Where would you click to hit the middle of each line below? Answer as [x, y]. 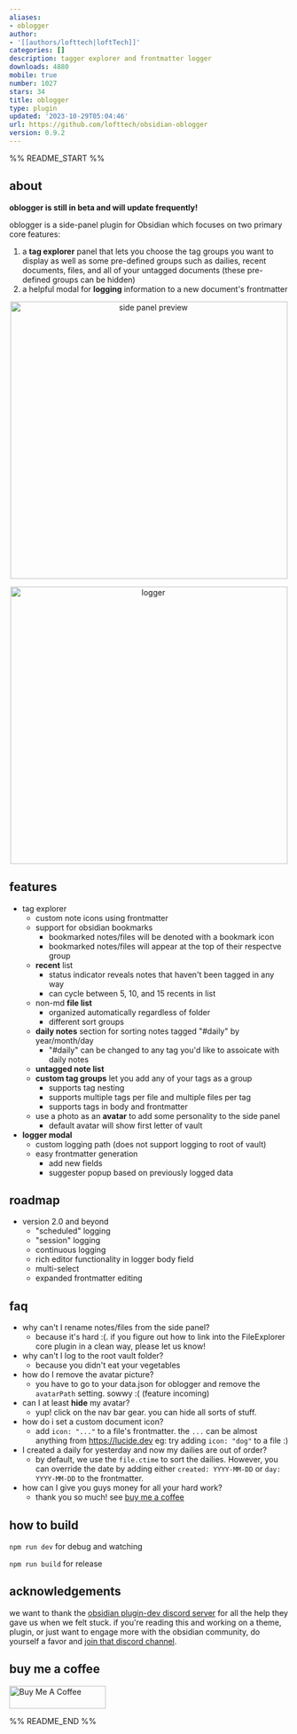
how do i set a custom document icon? [93, 1422]
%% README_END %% [53, 1721]
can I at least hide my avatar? [76, 1403]
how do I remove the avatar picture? [88, 1375]
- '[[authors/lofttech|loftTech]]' [75, 42]
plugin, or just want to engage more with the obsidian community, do [135, 1632]
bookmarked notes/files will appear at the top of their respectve [165, 946]
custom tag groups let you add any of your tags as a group [144, 1078]
